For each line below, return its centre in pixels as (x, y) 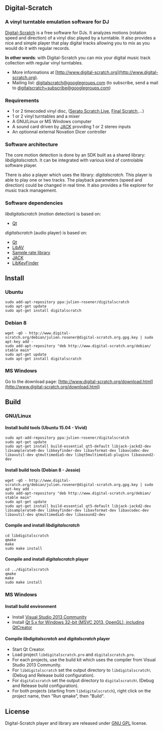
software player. (21, 165)
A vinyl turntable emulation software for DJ (57, 22)
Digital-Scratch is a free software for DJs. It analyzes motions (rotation (76, 32)
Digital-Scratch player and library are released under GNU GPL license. (76, 723)
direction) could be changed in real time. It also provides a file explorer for (79, 185)
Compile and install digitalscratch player (47, 559)
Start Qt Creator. (28, 650)
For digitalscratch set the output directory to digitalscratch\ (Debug (83, 681)
